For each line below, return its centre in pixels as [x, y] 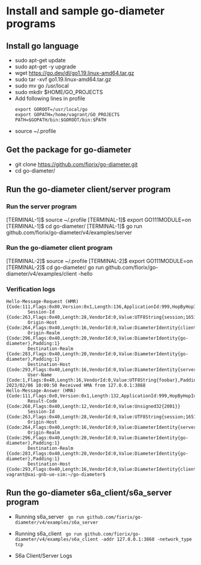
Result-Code [43, 401]
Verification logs [31, 289]
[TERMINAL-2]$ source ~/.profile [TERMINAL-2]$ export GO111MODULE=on [100, 261]
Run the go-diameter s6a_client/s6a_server [89, 493]
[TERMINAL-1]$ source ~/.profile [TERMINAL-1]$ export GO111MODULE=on [99, 219]
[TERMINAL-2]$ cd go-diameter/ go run [55, 267]
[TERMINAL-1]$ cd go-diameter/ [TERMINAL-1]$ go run [74, 226]
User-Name [40, 375]
